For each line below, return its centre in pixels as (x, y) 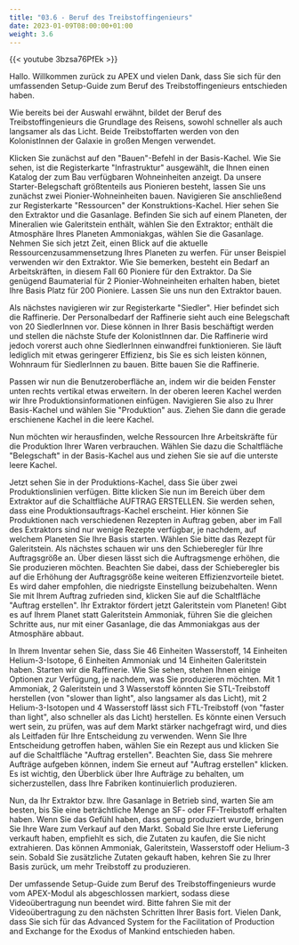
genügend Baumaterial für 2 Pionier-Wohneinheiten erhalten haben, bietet (145, 281)
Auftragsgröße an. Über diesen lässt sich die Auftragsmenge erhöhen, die (145, 558)
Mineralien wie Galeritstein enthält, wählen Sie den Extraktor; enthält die (141, 224)
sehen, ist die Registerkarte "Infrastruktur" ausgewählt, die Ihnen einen (139, 168)
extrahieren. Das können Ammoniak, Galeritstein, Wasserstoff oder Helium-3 (149, 848)
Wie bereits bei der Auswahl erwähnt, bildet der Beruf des (116, 113)
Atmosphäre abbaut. (47, 634)
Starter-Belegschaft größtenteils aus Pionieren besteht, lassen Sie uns (137, 187)
